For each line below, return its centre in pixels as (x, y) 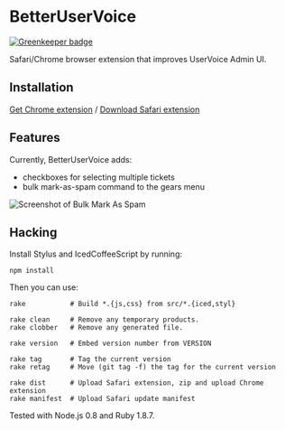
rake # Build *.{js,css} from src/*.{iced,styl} (123, 304)
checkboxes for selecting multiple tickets (99, 177)
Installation (41, 88)
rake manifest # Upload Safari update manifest (102, 399)
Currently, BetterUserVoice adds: (71, 159)
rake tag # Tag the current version (90, 360)
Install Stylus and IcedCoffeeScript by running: (96, 254)
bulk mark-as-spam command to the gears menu (114, 186)
